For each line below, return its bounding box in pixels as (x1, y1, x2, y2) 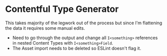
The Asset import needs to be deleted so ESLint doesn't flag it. (12, 45, 141, 51)
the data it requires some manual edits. (5, 25, 85, 31)
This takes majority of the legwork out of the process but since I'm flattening (5, 20, 163, 26)
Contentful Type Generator (5, 3, 119, 15)
